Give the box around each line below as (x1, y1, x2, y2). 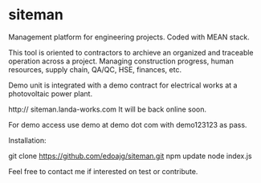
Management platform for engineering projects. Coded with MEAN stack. (8, 32, 251, 42)
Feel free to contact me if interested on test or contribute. (8, 166, 198, 176)
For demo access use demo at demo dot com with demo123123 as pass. (8, 120, 247, 129)
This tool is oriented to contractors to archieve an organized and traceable (8, 47, 255, 57)
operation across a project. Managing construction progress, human (8, 56, 234, 66)
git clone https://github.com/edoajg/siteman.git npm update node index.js (8, 151, 252, 161)
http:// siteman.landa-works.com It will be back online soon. (8, 104, 207, 114)
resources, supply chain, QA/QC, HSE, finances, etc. (8, 64, 182, 74)
